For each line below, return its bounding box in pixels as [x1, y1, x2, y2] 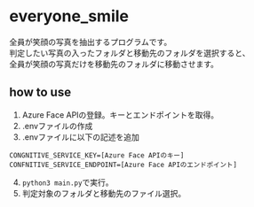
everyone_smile [9, 6, 130, 27]
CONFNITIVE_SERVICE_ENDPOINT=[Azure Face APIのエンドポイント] [9, 160, 238, 169]
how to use [9, 85, 72, 100]
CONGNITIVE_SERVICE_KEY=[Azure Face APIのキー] [9, 150, 185, 160]
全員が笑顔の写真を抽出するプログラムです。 [9, 36, 172, 47]
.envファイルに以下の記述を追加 [21, 131, 139, 142]
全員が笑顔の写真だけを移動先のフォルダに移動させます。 [9, 58, 219, 69]
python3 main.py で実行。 [21, 177, 114, 188]
